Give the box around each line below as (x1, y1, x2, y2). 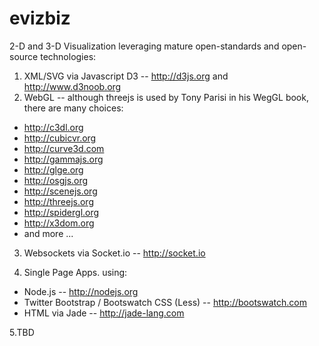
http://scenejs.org (23, 185, 98, 197)
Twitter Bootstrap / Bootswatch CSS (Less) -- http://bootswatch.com (23, 296, 307, 308)
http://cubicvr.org (23, 132, 97, 144)
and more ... (23, 227, 74, 239)
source (9, 50, 39, 62)
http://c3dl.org (23, 121, 84, 133)
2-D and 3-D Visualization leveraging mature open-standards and (9, 40, 280, 52)
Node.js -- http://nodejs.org (23, 285, 139, 297)
